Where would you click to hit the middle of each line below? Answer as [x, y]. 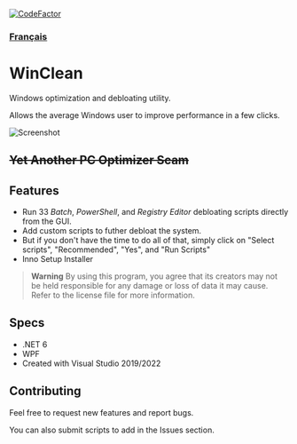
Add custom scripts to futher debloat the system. [112, 231]
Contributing [45, 391]
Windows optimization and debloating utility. [90, 98]
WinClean [47, 73]
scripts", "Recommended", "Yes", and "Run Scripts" [116, 250]
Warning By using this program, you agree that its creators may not [154, 276]
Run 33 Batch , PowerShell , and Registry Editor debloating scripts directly [155, 212]
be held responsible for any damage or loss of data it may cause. [149, 286]
